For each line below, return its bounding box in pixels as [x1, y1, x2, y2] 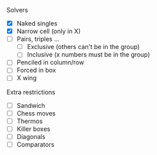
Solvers [6, 6, 28, 14]
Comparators [16, 140, 55, 148]
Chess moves [16, 109, 56, 117]
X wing [16, 74, 37, 82]
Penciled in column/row [16, 58, 85, 66]
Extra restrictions [6, 88, 56, 96]
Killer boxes [16, 125, 51, 133]
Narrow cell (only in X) [16, 27, 81, 35]
